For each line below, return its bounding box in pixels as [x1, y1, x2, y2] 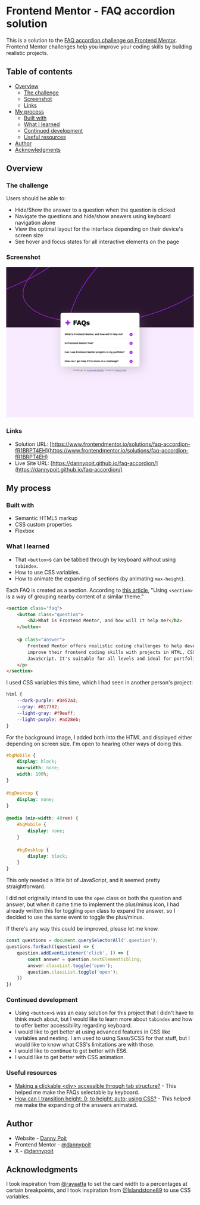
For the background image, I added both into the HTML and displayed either [6, 733, 192, 741]
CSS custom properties [14, 521, 73, 528]
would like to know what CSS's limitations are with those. [14, 1041, 155, 1048]
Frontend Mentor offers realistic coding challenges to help [27, 643, 183, 649]
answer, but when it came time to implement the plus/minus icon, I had [6, 901, 180, 908]
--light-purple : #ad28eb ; [17, 716, 82, 723]
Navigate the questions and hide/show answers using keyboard [14, 213, 171, 220]
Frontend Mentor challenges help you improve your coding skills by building [6, 43, 192, 50]
